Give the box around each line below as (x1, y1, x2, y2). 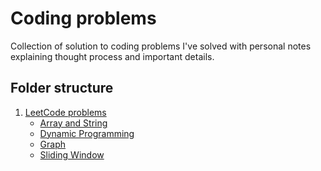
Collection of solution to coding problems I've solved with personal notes (10, 40, 312, 52)
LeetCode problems (24, 106, 107, 118)
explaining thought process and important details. (10, 50, 215, 62)
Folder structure (10, 80, 114, 97)
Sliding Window (39, 148, 105, 161)
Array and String (39, 117, 108, 129)
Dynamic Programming (39, 127, 135, 139)
